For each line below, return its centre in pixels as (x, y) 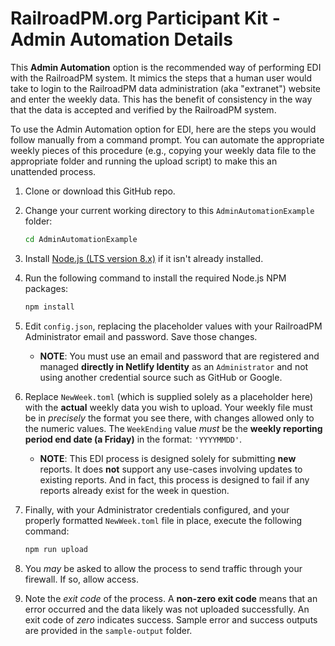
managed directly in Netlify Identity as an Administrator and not (174, 366)
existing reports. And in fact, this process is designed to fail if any (174, 479)
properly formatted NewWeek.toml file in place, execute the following (163, 520)
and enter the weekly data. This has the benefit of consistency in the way (161, 99)
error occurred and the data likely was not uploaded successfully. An (167, 609)
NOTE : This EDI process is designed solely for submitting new (168, 458)
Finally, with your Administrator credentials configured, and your (157, 509)
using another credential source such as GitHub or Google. (161, 377)
